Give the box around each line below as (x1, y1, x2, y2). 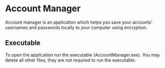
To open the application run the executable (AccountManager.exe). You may (5, 52, 161, 58)
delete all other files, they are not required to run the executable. (5, 57, 136, 63)
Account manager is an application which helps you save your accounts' (5, 19, 153, 25)
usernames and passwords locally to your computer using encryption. (5, 24, 148, 30)
